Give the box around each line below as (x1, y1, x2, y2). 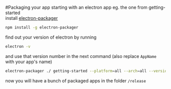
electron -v (5, 44, 31, 49)
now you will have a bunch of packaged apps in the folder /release (5, 77, 146, 83)
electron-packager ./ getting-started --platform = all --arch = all (5, 68, 147, 73)
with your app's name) (5, 58, 52, 65)
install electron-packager (5, 15, 58, 21)
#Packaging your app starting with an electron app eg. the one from (5, 5, 148, 10)
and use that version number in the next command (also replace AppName (5, 53, 157, 59)
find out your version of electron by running (5, 34, 97, 40)
